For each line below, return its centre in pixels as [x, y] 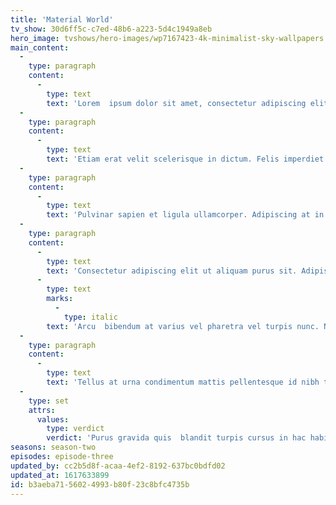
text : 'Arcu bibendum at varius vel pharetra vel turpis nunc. [183, 326]
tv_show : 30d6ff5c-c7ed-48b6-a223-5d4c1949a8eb [111, 29]
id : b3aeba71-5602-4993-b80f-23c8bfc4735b [100, 484]
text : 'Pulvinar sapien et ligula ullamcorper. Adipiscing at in [185, 215]
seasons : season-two [53, 447]
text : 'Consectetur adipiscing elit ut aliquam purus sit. [172, 271]
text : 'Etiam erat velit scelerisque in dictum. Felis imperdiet [185, 159]
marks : [60, 299]
